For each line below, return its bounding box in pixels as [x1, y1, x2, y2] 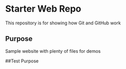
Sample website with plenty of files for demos [5, 48, 101, 54]
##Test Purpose [5, 58, 39, 64]
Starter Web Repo [5, 3, 81, 15]
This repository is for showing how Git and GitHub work [5, 20, 121, 26]
